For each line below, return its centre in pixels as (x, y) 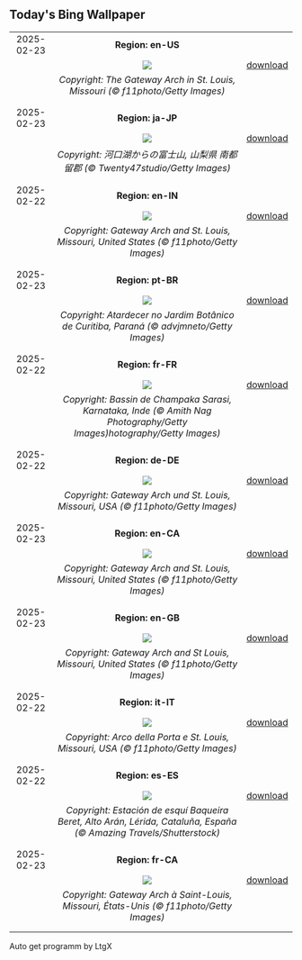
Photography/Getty (147, 421)
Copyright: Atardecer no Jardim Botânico (147, 314)
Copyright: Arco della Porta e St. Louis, (147, 737)
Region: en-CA (147, 533)
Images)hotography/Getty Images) (147, 433)
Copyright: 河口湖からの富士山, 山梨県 (137, 154)
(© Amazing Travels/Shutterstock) (147, 832)
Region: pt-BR (147, 280)
